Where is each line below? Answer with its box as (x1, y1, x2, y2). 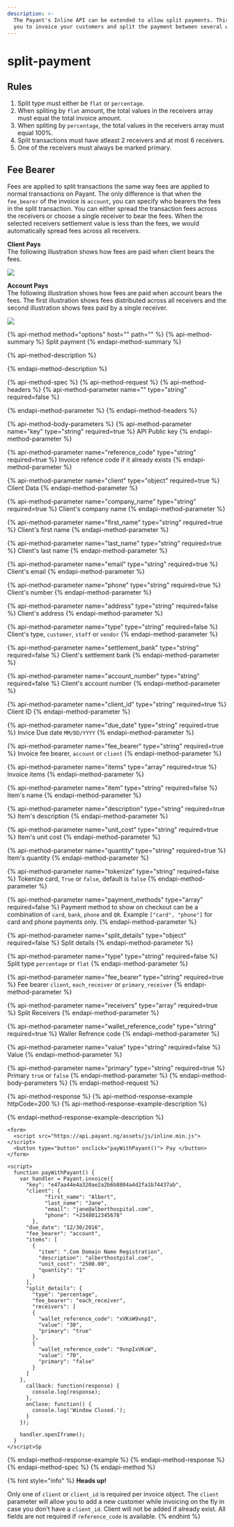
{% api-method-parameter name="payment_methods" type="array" (7, 895, 203, 904)
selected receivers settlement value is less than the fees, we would (7, 219, 200, 228)
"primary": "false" (38, 1358, 95, 1365)
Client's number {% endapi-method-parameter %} (7, 588, 152, 597)
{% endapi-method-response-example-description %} (7, 1113, 164, 1122)
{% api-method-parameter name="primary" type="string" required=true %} (7, 1064, 225, 1072)
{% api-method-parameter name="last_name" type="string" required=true (7, 539, 221, 547)
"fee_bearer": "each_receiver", (32, 1297, 127, 1304)
